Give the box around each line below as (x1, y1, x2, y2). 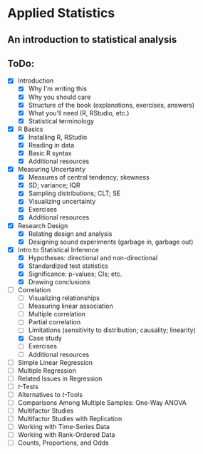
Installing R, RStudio (28, 133, 88, 141)
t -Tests (17, 382, 39, 391)
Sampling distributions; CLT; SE (28, 189, 121, 197)
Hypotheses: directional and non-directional (28, 253, 158, 262)
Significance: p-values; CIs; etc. (28, 269, 123, 278)
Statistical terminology (28, 116, 95, 125)
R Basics (17, 125, 43, 133)
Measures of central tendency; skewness (28, 173, 150, 182)
